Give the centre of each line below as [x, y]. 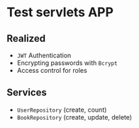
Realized [26, 39]
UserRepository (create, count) [62, 110]
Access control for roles [52, 70]
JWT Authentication [44, 55]
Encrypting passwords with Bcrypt [67, 63]
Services [27, 93]
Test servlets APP [60, 12]
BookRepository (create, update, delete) [74, 117]
